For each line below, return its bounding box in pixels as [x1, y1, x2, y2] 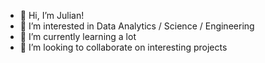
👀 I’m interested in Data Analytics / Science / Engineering [19, 20, 255, 32]
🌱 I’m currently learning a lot [19, 31, 137, 42]
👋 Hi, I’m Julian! [19, 10, 85, 21]
